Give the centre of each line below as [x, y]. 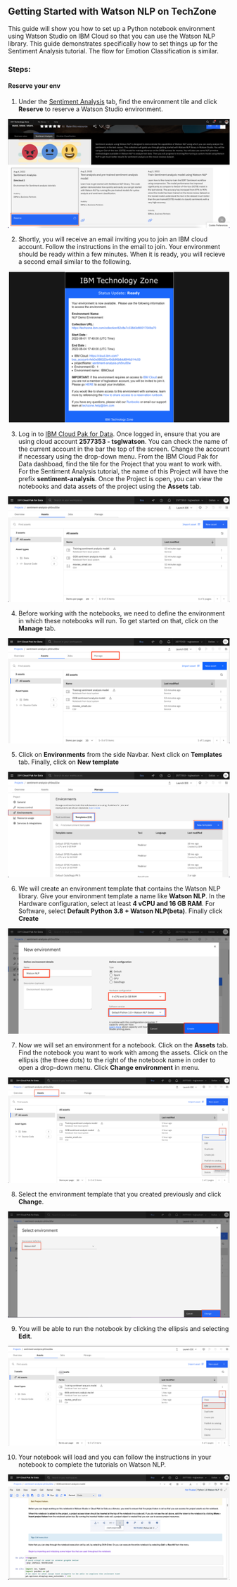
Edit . [25, 1336]
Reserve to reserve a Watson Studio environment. [91, 109]
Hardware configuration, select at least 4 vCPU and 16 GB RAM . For [116, 904]
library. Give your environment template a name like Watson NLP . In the [122, 896]
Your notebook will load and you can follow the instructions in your [115, 1457]
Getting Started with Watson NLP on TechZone [112, 12]
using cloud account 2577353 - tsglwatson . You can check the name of [123, 441]
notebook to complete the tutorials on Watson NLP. [92, 1464]
